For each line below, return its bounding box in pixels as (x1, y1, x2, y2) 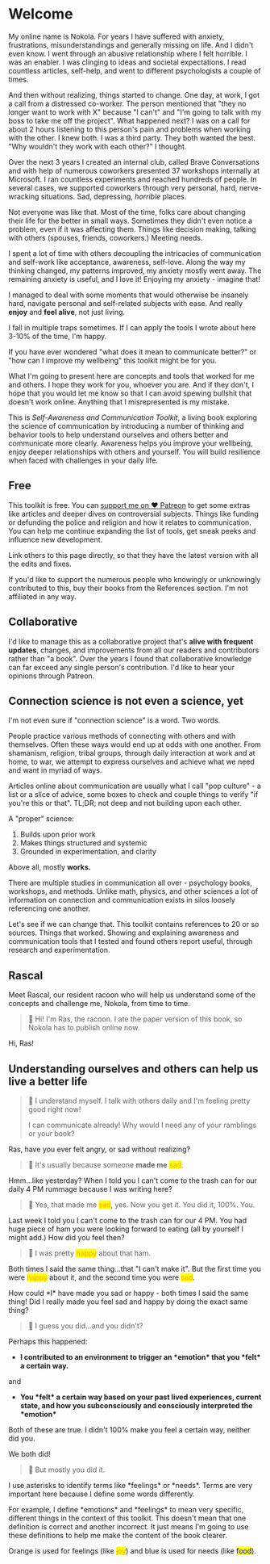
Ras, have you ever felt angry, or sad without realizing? (8, 1144, 191, 1154)
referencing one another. (8, 904, 91, 913)
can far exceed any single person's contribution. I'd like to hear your (8, 662, 235, 672)
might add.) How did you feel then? (8, 1233, 125, 1242)
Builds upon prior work (19, 829, 97, 840)
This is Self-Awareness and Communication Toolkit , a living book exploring (8, 413, 258, 422)
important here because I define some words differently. (8, 1489, 195, 1499)
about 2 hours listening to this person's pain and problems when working (8, 124, 251, 134)
